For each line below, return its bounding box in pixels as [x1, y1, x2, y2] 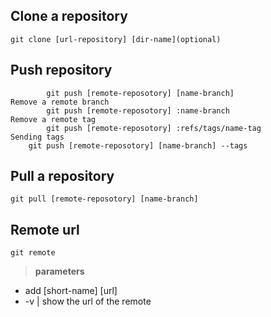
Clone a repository [10, 8, 128, 25]
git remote [10, 248, 56, 258]
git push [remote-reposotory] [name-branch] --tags [28, 140, 248, 151]
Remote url [10, 221, 80, 238]
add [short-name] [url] [24, 285, 118, 297]
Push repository [10, 62, 113, 79]
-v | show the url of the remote [24, 295, 152, 308]
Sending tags [10, 132, 65, 142]
